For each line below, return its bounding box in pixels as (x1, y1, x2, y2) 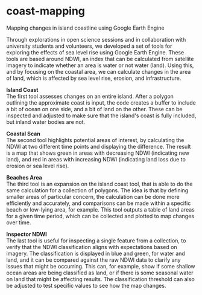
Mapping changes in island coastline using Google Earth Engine (6, 24, 165, 31)
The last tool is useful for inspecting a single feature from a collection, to (6, 237, 186, 244)
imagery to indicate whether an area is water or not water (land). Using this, (6, 62, 194, 69)
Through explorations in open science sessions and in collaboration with (6, 36, 186, 43)
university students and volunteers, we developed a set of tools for (6, 42, 172, 50)
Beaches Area (6, 173, 42, 181)
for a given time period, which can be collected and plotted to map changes (6, 212, 195, 219)
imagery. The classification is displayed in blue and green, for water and (6, 250, 185, 257)
